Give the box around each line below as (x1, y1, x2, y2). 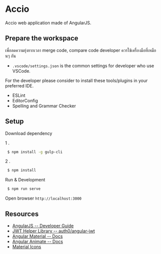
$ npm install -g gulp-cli (7, 149, 63, 154)
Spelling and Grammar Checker (12, 103, 76, 109)
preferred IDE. (5, 83, 34, 88)
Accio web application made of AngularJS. (5, 20, 92, 26)
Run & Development (5, 177, 45, 183)
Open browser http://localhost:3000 (5, 195, 82, 201)
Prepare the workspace (5, 34, 79, 42)
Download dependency (5, 130, 53, 136)
